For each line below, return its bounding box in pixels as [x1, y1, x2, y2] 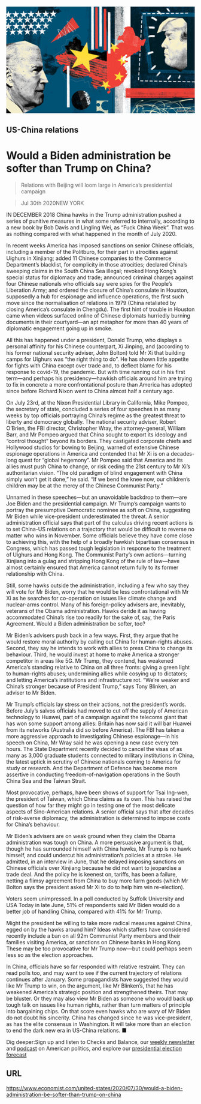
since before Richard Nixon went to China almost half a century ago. [6, 387, 175, 394]
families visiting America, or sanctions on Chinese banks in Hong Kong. [6, 938, 182, 946]
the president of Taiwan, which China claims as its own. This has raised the [6, 795, 191, 802]
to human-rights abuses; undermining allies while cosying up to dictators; [6, 670, 188, 677]
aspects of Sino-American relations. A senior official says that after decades [6, 808, 194, 815]
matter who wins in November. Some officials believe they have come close [6, 532, 193, 539]
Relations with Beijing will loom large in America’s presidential [20, 181, 172, 189]
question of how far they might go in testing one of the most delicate [6, 801, 175, 809]
